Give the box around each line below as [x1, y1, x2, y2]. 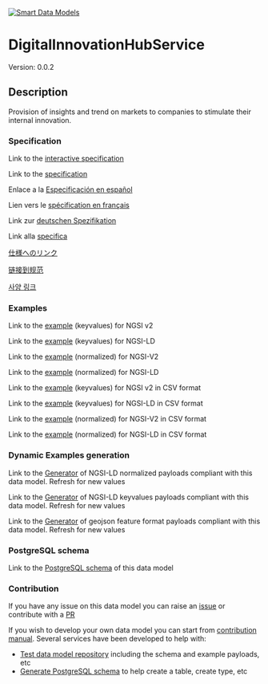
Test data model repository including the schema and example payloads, [19, 649, 260, 659]
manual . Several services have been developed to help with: [8, 634, 206, 644]
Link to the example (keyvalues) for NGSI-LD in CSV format [8, 398, 204, 409]
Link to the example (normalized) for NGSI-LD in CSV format [8, 430, 207, 439]
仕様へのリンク [8, 248, 58, 258]
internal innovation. [8, 115, 72, 124]
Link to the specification [8, 169, 88, 179]
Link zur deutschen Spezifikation [8, 216, 117, 226]
